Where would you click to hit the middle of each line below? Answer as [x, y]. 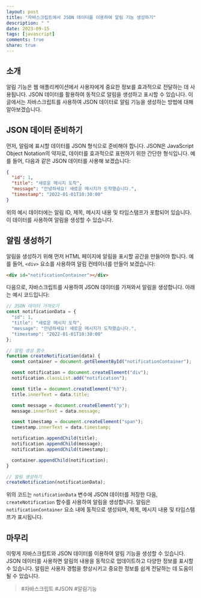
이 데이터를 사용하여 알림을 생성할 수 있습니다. [60, 219]
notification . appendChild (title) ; [55, 438]
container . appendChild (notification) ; [60, 460]
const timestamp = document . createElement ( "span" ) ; [78, 422]
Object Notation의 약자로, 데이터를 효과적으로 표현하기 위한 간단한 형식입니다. [97, 153]
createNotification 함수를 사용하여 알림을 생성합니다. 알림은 [79, 502]
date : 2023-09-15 [28, 29]
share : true [21, 46]
